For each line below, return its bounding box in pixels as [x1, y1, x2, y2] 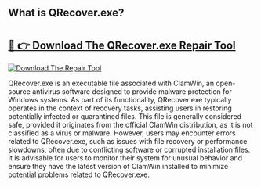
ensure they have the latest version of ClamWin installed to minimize [8, 162, 229, 171]
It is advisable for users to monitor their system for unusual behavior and [8, 153, 243, 163]
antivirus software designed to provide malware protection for [32, 87, 233, 96]
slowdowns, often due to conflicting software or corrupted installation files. [8, 145, 251, 154]
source [8, 87, 31, 96]
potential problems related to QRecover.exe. [8, 170, 150, 179]
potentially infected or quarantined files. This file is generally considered [8, 112, 241, 120]
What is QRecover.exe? [8, 6, 125, 20]
